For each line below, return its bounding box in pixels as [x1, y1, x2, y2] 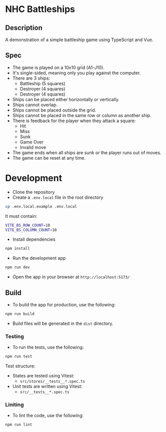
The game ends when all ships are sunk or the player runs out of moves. [12, 149, 161, 156]
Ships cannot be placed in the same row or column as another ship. [12, 112, 151, 118]
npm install [5, 246, 30, 251]
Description [5, 24, 42, 32]
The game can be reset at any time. [12, 155, 86, 161]
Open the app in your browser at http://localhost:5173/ [12, 274, 130, 280]
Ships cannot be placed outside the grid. [12, 107, 96, 113]
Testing [5, 333, 24, 340]
